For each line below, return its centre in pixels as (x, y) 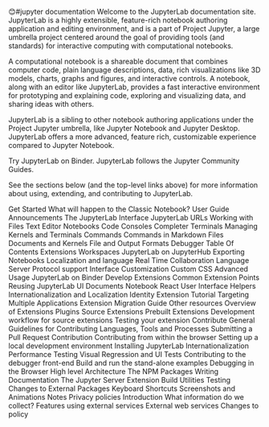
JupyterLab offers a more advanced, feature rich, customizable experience (132, 137)
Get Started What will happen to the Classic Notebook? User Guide (119, 209)
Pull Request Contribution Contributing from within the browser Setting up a (133, 337)
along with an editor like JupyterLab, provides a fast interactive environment (134, 87)
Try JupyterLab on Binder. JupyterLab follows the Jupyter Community (124, 161)
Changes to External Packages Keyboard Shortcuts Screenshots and (122, 388)
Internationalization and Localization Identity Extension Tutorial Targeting (129, 294)
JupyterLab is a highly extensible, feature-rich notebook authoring (118, 20)
